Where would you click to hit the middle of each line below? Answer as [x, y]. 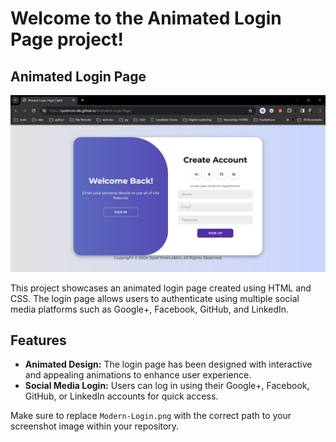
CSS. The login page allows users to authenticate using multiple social [155, 298]
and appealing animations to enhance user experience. [138, 375]
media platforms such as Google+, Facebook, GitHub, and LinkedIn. [150, 309]
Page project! [67, 39]
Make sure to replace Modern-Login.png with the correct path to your [151, 416]
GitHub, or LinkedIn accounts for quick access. [121, 396]
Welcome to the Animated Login [146, 18]
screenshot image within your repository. [95, 426]
